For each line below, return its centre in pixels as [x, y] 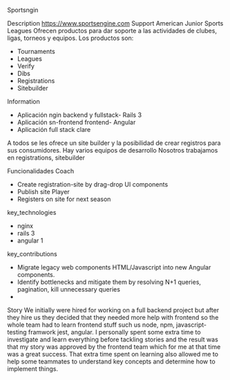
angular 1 [30, 240]
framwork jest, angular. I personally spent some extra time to [115, 332]
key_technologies [32, 212]
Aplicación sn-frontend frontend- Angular [76, 122]
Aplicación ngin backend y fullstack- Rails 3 [79, 115]
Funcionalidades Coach [41, 171]
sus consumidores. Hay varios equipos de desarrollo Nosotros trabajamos [113, 150]
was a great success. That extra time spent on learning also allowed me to [113, 354]
